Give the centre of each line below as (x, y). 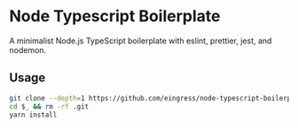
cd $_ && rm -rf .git (49, 106)
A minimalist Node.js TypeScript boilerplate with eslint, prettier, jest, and (141, 41)
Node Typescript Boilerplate (115, 16)
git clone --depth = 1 (47, 98)
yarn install (33, 115)
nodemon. (28, 49)
